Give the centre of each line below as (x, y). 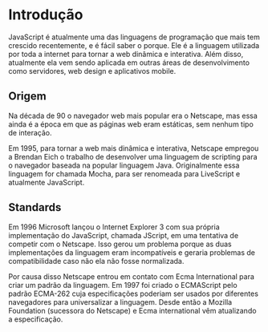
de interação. (30, 132)
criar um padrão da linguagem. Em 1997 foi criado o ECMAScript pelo (123, 285)
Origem (27, 97)
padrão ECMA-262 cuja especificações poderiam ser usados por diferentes (134, 294)
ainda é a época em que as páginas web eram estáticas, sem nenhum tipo (131, 124)
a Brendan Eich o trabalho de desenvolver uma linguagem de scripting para (133, 156)
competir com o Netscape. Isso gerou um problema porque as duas (120, 244)
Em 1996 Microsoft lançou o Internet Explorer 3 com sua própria (114, 227)
